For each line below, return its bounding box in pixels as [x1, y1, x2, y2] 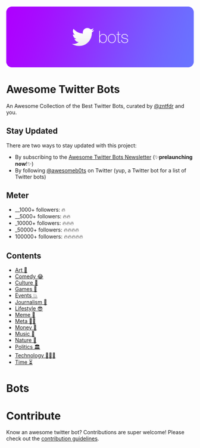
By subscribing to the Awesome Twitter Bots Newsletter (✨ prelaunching [14, 153, 193, 160]
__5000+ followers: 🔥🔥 [14, 213, 71, 220]
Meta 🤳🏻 [14, 317, 36, 325]
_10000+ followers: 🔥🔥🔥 [14, 220, 74, 227]
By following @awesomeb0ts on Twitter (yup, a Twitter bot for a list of [14, 166, 186, 174]
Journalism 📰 [14, 299, 48, 306]
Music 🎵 [14, 330, 35, 338]
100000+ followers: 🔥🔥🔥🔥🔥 [14, 233, 83, 240]
